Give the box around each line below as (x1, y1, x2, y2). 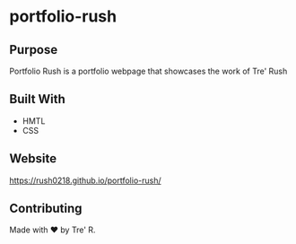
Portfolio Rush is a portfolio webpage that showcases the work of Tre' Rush (9, 65, 288, 76)
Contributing (9, 201, 83, 216)
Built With (9, 91, 65, 107)
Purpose (9, 42, 58, 57)
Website (9, 151, 57, 167)
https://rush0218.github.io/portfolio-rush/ (9, 175, 161, 186)
